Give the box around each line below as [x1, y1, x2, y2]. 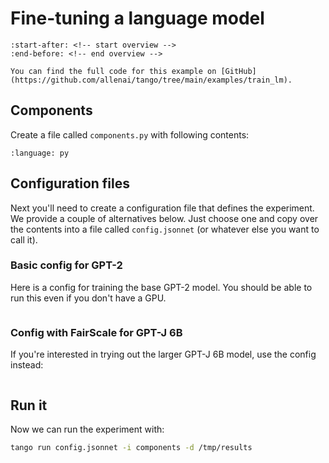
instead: [10, 359, 44, 371]
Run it [10, 397, 48, 414]
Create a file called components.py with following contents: [10, 128, 250, 141]
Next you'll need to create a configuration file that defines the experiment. [10, 202, 315, 214]
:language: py [10, 148, 70, 158]
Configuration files [10, 175, 130, 192]
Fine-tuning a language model [10, 7, 265, 30]
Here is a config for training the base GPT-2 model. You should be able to [10, 281, 313, 293]
